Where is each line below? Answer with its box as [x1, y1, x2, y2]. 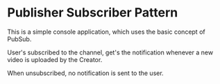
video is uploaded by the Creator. [7, 55, 103, 63]
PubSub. [7, 34, 32, 43]
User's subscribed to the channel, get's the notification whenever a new [7, 48, 214, 56]
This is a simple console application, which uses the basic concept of [7, 28, 206, 36]
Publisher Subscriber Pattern [7, 5, 178, 21]
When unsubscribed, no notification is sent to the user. [7, 69, 164, 77]
